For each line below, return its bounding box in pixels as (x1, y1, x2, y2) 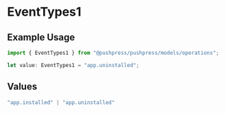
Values (7, 81, 38, 92)
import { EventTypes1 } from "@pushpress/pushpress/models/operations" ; (7, 49, 220, 56)
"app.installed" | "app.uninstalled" (7, 99, 115, 106)
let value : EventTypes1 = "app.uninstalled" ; (7, 62, 139, 68)
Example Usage (7, 32, 75, 43)
